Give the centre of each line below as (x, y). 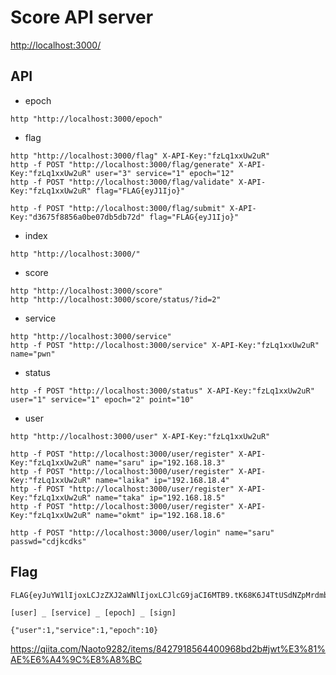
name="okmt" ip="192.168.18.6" (160, 515)
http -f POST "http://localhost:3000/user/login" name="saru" (142, 532)
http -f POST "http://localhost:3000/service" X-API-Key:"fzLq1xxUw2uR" (165, 345)
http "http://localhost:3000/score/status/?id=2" (116, 299)
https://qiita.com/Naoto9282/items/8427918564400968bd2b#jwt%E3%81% (168, 648)
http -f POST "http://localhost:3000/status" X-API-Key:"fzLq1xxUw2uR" (162, 391)
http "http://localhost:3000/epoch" (86, 119)
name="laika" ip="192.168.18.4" (162, 480)
